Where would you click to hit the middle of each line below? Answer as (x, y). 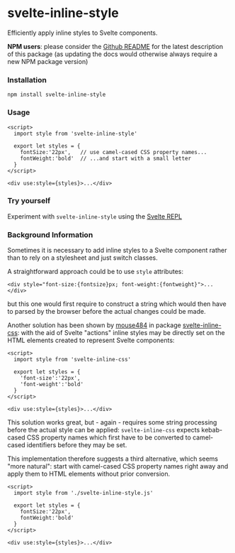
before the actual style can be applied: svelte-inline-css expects (104, 430)
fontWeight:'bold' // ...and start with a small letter (106, 158)
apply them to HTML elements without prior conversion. (89, 474)
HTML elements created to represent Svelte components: (91, 340)
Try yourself (29, 201)
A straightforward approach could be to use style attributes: (96, 272)
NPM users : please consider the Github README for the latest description (115, 46)
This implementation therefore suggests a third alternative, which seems (113, 459)
